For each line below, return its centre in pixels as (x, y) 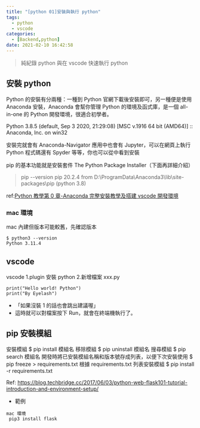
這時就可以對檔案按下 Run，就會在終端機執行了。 (75, 312)
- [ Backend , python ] (36, 40)
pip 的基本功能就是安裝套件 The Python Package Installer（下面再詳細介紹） (100, 165)
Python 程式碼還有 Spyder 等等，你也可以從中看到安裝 (73, 152)
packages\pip (38, 183)
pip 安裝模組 (29, 334)
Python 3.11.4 (24, 243)
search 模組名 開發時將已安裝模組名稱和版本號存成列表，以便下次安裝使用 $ (99, 356)
